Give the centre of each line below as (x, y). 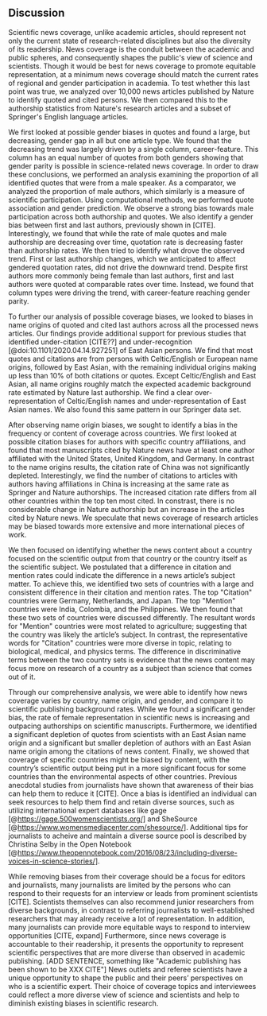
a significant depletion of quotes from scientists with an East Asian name (127, 734)
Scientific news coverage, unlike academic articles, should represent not (127, 32)
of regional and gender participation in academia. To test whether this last (129, 83)
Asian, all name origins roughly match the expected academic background (130, 384)
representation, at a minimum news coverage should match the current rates (133, 74)
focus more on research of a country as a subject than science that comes (130, 668)
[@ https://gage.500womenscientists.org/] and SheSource (103, 819)
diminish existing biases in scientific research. (83, 1003)
